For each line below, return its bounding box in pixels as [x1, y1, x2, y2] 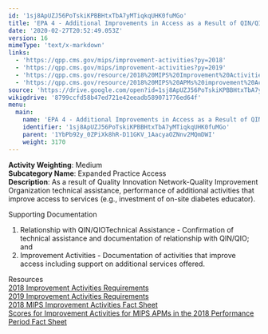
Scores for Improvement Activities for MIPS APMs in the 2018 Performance [8, 308, 254, 318]
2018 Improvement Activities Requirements [8, 283, 149, 292]
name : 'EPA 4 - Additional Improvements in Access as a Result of [22, 116, 248, 124]
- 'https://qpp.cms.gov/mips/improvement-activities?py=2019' [15, 64, 227, 72]
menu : [8, 101, 26, 109]
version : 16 [8, 34, 48, 42]
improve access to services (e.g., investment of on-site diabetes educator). [8, 193, 256, 204]
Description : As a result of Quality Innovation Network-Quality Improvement [8, 177, 258, 186]
